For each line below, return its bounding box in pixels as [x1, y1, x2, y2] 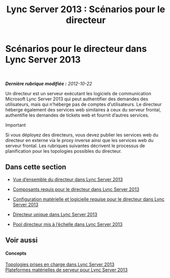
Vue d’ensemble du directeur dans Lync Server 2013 [12, 176, 123, 182]
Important [5, 122, 26, 128]
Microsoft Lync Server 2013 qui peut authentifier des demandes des [5, 96, 149, 102]
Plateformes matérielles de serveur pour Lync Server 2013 [5, 267, 128, 273]
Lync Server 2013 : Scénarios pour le [6, 4, 165, 15]
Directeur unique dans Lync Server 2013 [12, 211, 98, 217]
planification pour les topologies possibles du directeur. [5, 148, 122, 154]
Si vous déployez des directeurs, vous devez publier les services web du [5, 131, 158, 138]
